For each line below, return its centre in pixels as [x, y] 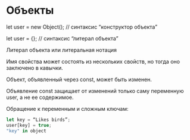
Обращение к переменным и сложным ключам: [67, 108]
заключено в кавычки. [35, 68]
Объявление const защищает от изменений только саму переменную [95, 91]
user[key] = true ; [29, 125]
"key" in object [26, 131]
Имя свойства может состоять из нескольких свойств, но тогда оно [93, 61]
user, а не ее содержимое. [40, 97]
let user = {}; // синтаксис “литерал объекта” [62, 38]
